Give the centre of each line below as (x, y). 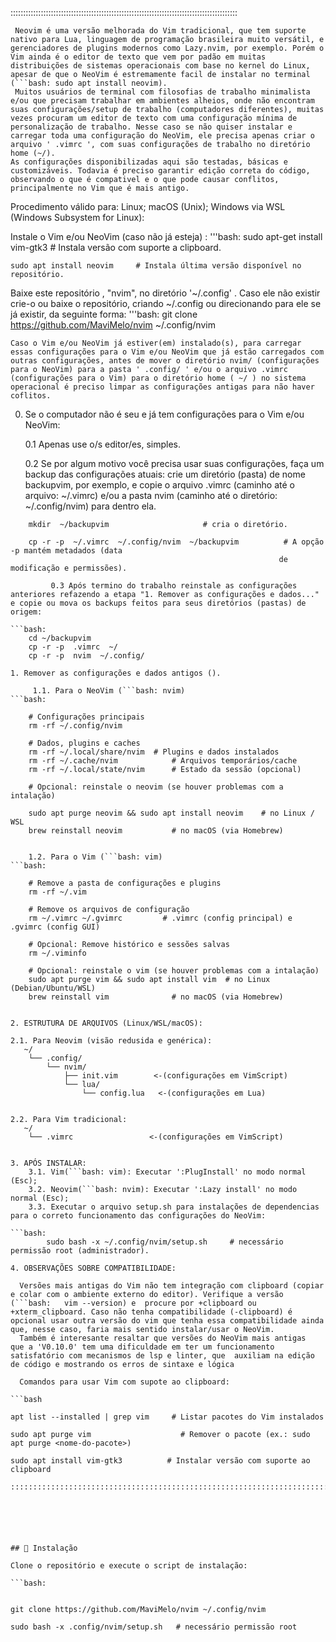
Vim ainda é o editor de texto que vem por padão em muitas (138, 57)
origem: (26, 612)
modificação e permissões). (69, 568)
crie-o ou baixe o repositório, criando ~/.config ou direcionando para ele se (166, 303)
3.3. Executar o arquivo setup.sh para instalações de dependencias (174, 1207)
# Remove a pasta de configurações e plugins (125, 883)
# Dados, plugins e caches (84, 743)
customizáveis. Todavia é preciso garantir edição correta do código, (160, 171)
